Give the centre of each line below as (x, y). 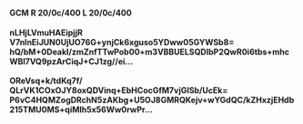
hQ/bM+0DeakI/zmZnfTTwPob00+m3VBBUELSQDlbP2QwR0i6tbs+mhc (149, 52)
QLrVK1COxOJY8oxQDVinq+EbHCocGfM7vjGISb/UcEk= (119, 91)
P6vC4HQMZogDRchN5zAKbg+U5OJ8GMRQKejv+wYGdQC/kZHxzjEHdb (152, 100)
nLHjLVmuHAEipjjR (46, 33)
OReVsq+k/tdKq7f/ (46, 81)
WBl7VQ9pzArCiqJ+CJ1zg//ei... (71, 62)
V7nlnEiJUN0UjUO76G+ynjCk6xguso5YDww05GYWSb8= (122, 43)
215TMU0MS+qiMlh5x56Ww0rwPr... (81, 110)
